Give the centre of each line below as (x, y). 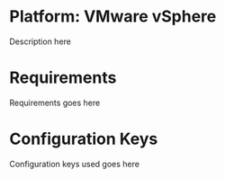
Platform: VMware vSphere (113, 17)
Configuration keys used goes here (74, 164)
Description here (40, 41)
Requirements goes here (55, 102)
